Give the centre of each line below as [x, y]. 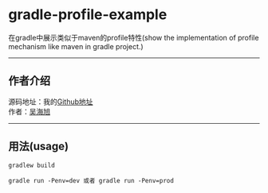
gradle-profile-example [88, 15]
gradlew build [32, 165]
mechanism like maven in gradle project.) [76, 46]
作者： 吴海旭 [29, 111]
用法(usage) [39, 147]
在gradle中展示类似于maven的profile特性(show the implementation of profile [134, 37]
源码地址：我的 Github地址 [51, 102]
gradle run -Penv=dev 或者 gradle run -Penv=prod [91, 180]
